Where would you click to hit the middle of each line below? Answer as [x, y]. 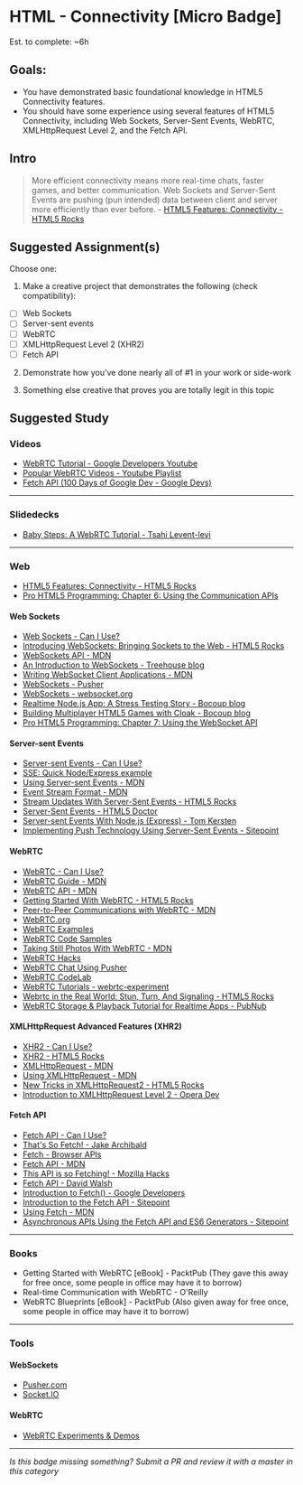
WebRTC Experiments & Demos [81, 1435]
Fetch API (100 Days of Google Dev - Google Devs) [117, 483]
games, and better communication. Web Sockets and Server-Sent [153, 190]
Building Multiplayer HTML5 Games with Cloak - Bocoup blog [136, 713]
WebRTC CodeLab [57, 976]
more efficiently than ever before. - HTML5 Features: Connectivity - [157, 209]
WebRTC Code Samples [67, 939]
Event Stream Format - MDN [75, 792]
